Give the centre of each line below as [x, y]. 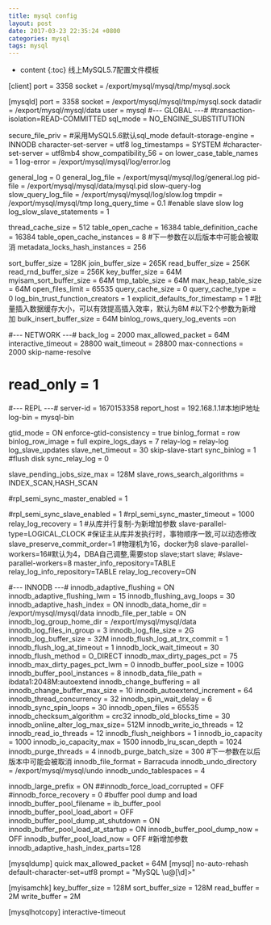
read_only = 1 [54, 385]
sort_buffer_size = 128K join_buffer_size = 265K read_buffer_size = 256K [129, 263]
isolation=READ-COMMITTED [58, 119]
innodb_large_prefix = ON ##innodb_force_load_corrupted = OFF [116, 786]
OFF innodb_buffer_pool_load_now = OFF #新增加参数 [98, 839]
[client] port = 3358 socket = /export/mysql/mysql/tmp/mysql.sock [119, 86]
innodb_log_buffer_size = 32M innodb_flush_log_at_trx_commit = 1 [118, 639]
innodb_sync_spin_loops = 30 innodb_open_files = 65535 [104, 708]
